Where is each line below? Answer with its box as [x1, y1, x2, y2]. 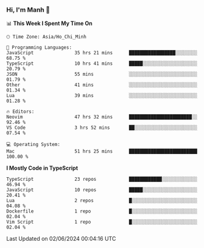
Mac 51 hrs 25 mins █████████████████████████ [6, 148, 198, 155]
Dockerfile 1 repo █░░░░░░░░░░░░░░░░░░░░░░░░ [6, 208, 198, 214]
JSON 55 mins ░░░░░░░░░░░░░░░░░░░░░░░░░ [6, 71, 198, 78]
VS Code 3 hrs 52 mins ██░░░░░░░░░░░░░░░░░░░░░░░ [6, 125, 198, 131]
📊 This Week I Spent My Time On [6, 20, 93, 27]
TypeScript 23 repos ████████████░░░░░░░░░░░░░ [6, 177, 198, 183]
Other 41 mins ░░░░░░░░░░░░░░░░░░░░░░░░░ [6, 82, 198, 88]
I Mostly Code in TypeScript [6, 164, 78, 172]
